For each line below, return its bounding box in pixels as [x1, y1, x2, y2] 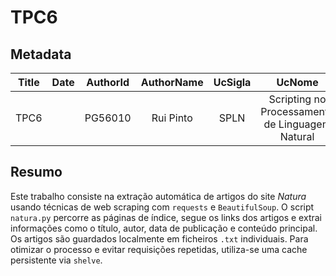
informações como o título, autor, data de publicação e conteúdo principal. [10, 222, 318, 234]
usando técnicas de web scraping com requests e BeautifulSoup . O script [10, 201, 315, 213]
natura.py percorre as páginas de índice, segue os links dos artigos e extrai [10, 211, 322, 223]
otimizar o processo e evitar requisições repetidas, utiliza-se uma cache [10, 243, 308, 255]
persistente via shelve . [10, 254, 103, 266]
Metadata [10, 46, 72, 63]
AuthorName [140, 76, 204, 89]
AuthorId [86, 76, 130, 89]
